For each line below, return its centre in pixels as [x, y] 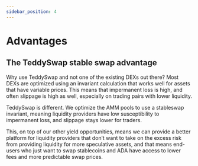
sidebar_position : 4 [32, 12]
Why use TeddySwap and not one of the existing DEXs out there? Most [92, 77]
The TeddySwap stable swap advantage [82, 63]
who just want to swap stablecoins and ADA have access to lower [101, 150]
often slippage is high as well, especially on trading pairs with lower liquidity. [99, 96]
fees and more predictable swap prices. [55, 157]
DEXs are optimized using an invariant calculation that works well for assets [98, 83]
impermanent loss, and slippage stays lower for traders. [74, 120]
